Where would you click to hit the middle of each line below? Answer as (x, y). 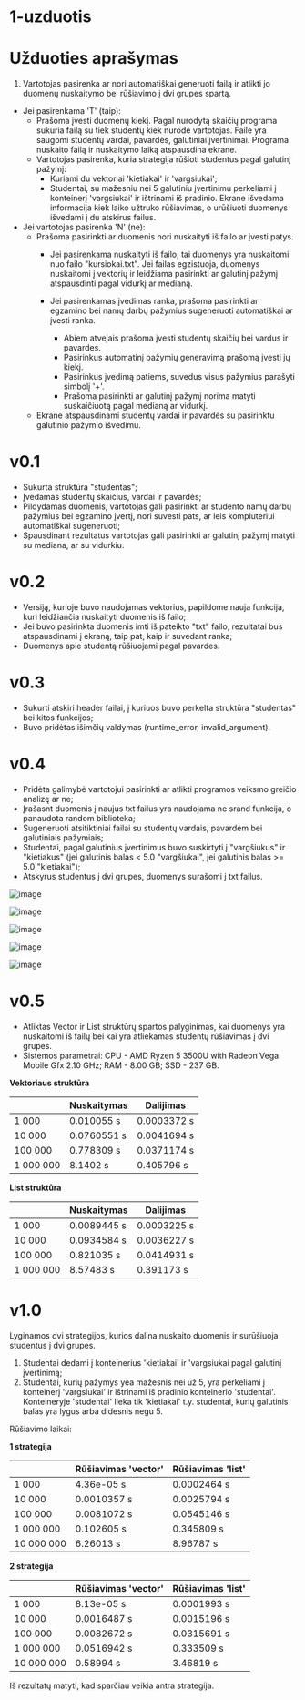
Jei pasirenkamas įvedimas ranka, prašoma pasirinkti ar (154, 301)
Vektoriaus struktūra (50, 1083)
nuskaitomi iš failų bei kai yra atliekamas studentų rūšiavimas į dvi (146, 1036)
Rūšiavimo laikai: (41, 1429)
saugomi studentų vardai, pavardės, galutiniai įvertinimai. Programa (163, 140)
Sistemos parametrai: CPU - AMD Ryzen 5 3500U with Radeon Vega (151, 1055)
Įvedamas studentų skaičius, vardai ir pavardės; (112, 497)
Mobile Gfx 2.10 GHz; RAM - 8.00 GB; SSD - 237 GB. (121, 1065)
